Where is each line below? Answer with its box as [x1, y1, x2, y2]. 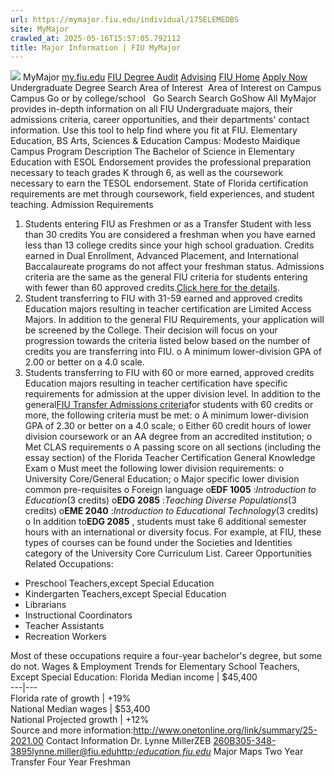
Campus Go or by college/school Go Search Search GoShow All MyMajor [10, 92, 317, 105]
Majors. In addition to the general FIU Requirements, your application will [24, 314, 325, 326]
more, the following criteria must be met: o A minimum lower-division [24, 409, 310, 421]
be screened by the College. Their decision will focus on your [24, 324, 278, 336]
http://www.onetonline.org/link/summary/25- [133, 724, 318, 736]
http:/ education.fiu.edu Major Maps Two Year [116, 746, 304, 758]
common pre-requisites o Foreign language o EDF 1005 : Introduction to [24, 484, 317, 496]
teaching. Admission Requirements [10, 199, 154, 211]
